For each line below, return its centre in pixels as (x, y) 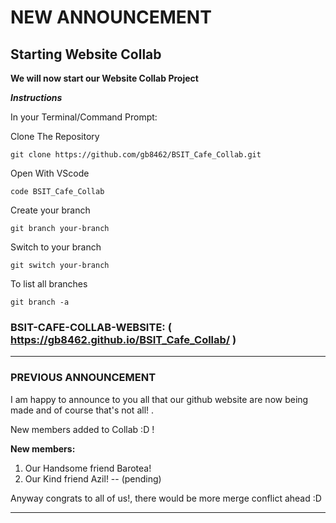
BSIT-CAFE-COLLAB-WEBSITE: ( (91, 327)
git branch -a (40, 302)
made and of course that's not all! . (82, 410)
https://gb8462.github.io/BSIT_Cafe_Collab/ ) (123, 339)
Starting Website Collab (86, 54)
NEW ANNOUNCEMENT (111, 17)
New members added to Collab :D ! (82, 429)
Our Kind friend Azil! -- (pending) (93, 478)
